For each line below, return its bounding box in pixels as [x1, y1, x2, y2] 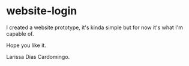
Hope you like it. [6, 42, 46, 49]
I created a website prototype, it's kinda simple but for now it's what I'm [6, 24, 184, 31]
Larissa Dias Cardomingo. [6, 53, 70, 60]
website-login [6, 4, 77, 18]
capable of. [6, 30, 34, 37]
